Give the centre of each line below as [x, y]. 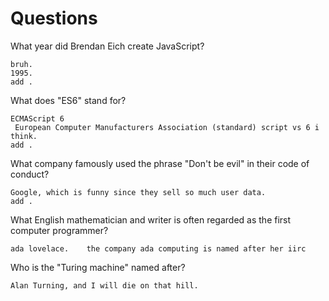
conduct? [30, 174]
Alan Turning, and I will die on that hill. [104, 285]
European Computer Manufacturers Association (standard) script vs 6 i [167, 127]
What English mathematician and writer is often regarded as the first [151, 219]
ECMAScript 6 [37, 118]
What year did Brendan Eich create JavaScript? [107, 46]
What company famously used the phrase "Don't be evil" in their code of [160, 163]
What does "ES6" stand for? [68, 100]
